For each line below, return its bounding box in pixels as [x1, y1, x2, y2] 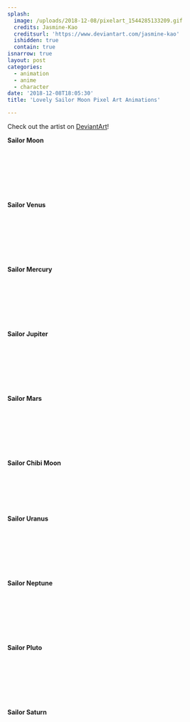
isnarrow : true [7, 51, 53, 58]
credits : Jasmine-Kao [14, 23, 78, 31]
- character [14, 83, 50, 90]
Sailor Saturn [7, 708, 48, 716]
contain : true [14, 43, 56, 51]
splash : [7, 10, 31, 18]
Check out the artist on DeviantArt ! [7, 122, 110, 130]
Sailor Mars [7, 394, 43, 402]
